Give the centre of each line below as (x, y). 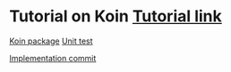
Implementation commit (53, 58)
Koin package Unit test (51, 41)
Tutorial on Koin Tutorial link (115, 16)
